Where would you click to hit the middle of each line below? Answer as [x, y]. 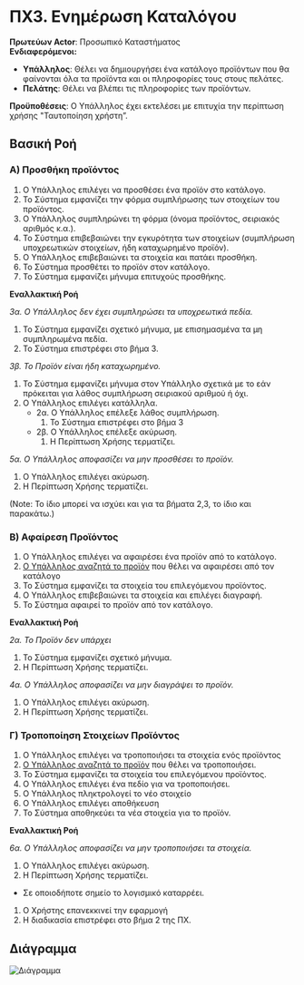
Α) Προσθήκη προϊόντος [64, 170]
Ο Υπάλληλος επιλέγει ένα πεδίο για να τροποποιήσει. [126, 784]
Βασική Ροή [43, 144]
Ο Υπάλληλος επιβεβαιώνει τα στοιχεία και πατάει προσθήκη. [140, 257]
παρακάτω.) [32, 513]
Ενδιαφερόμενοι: [43, 51]
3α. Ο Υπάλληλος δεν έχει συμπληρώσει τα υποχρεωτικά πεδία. [131, 311]
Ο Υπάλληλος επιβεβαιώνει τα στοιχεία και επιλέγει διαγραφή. [142, 595]
